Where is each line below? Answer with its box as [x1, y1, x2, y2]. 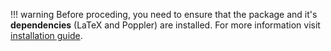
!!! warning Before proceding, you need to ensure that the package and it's [10, 9, 318, 20]
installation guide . [10, 30, 83, 41]
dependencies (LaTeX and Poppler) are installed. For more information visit [10, 19, 321, 31]
